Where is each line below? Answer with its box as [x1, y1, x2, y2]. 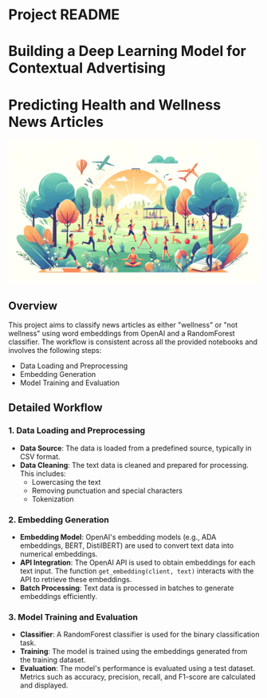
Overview [8, 299, 58, 312]
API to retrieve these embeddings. [19, 575, 132, 585]
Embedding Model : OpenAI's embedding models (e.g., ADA [19, 533, 217, 542]
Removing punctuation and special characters [31, 486, 183, 495]
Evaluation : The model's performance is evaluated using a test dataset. [19, 664, 255, 673]
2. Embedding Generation [8, 514, 110, 525]
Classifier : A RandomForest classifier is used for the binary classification [19, 629, 260, 640]
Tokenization [31, 494, 74, 504]
